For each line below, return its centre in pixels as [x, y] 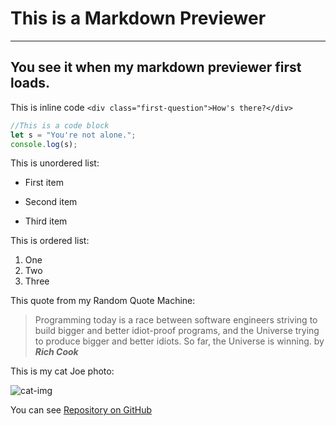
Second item [51, 202]
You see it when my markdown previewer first [156, 67]
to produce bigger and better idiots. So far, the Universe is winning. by [179, 341]
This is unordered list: [55, 163]
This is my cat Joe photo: [62, 371]
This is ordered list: [50, 241]
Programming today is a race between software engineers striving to [176, 320]
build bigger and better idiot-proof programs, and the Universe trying [177, 331]
